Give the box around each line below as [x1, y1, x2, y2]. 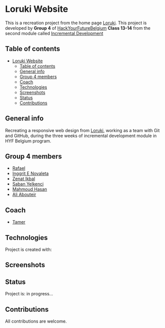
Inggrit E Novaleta [12, 171, 49, 177]
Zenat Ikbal [12, 176, 35, 182]
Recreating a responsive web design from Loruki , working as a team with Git [5, 127, 160, 133]
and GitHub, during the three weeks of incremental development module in [5, 133, 157, 139]
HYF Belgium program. [5, 138, 52, 144]
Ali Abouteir [12, 191, 36, 197]
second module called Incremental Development [5, 30, 103, 36]
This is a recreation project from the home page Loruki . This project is [5, 20, 147, 26]
